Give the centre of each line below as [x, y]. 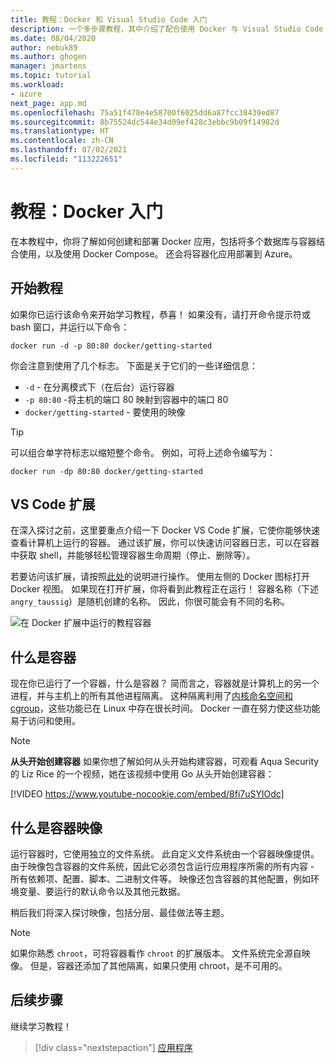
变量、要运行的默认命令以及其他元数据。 [102, 891]
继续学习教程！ [41, 1026]
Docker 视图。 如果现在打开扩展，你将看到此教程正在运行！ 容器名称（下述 [165, 589]
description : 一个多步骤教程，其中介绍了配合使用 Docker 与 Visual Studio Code [167, 29]
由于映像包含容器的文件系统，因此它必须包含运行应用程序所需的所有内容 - [162, 866]
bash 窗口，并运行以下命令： [70, 327]
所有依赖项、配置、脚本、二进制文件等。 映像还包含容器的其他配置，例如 [160, 878]
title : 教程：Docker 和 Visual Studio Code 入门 [109, 19]
